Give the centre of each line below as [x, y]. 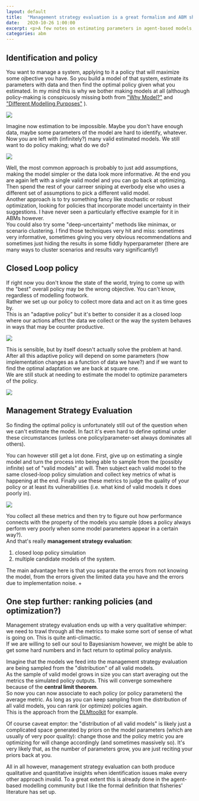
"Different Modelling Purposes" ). [47, 103]
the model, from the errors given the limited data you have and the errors [95, 577]
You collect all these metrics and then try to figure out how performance [94, 516]
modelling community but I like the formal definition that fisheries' [103, 786]
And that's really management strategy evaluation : [69, 541]
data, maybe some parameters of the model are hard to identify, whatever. [97, 132]
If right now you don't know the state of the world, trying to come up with [95, 282]
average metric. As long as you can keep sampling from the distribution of [97, 700]
